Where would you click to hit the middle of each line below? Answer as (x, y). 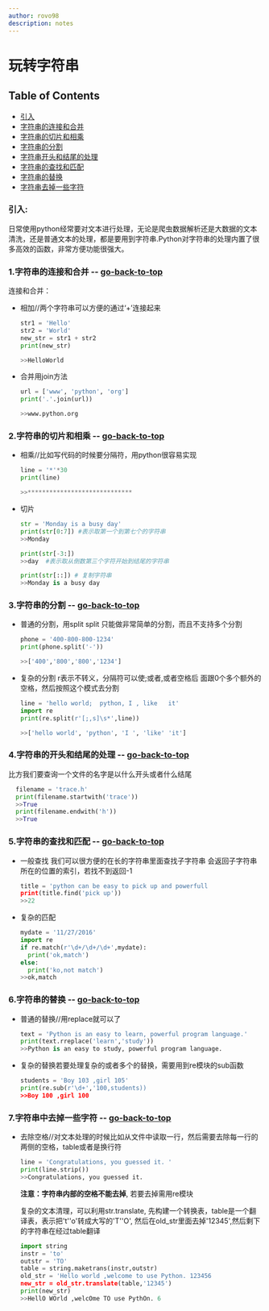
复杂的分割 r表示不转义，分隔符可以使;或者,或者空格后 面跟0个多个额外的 (141, 678)
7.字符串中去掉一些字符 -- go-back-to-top (90, 1118)
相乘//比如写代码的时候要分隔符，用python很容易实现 (108, 455)
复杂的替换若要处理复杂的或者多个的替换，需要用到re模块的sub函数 (132, 1065)
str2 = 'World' (46, 330)
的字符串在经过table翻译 (60, 1230)
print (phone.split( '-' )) (62, 647)
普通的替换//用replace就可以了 (70, 1019)
